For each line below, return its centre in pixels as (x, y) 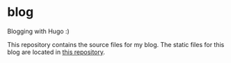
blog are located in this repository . (56, 52)
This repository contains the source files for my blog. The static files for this (116, 44)
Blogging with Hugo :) (38, 31)
